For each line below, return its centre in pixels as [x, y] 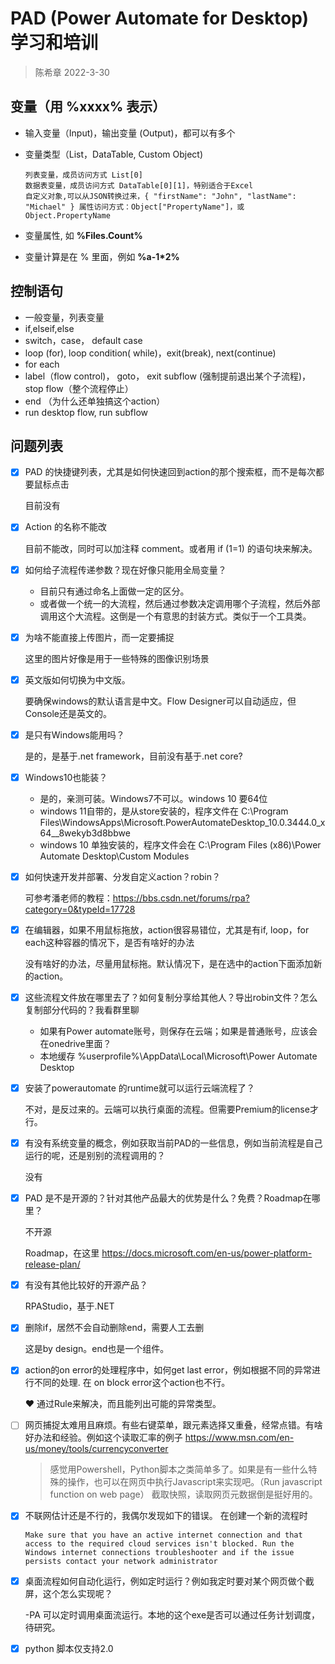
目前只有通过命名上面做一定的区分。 [114, 591]
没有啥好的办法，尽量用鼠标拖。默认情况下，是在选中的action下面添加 [169, 963]
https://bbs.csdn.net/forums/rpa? [181, 898]
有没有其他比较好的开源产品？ [86, 1285]
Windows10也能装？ [66, 777]
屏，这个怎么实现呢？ [68, 1593]
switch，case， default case [83, 340]
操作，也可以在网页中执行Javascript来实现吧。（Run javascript [195, 1482]
